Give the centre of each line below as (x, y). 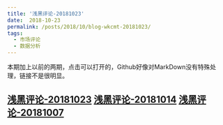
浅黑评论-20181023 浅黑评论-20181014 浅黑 (102, 100)
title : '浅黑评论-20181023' (46, 14)
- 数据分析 (27, 46)
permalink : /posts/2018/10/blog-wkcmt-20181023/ (79, 27)
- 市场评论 (27, 40)
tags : (15, 33)
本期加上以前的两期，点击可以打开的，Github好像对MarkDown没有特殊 (109, 67)
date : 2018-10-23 (34, 20)
